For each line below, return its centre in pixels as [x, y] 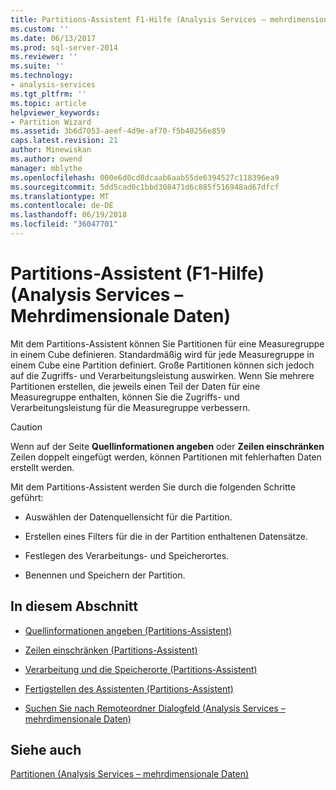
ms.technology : [42, 76]
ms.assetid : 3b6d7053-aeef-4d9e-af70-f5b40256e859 [118, 131]
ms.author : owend [46, 159]
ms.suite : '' [37, 66]
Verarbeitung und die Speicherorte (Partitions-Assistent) [141, 669]
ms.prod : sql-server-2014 [64, 47]
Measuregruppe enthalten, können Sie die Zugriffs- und [125, 397]
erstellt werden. [42, 467]
